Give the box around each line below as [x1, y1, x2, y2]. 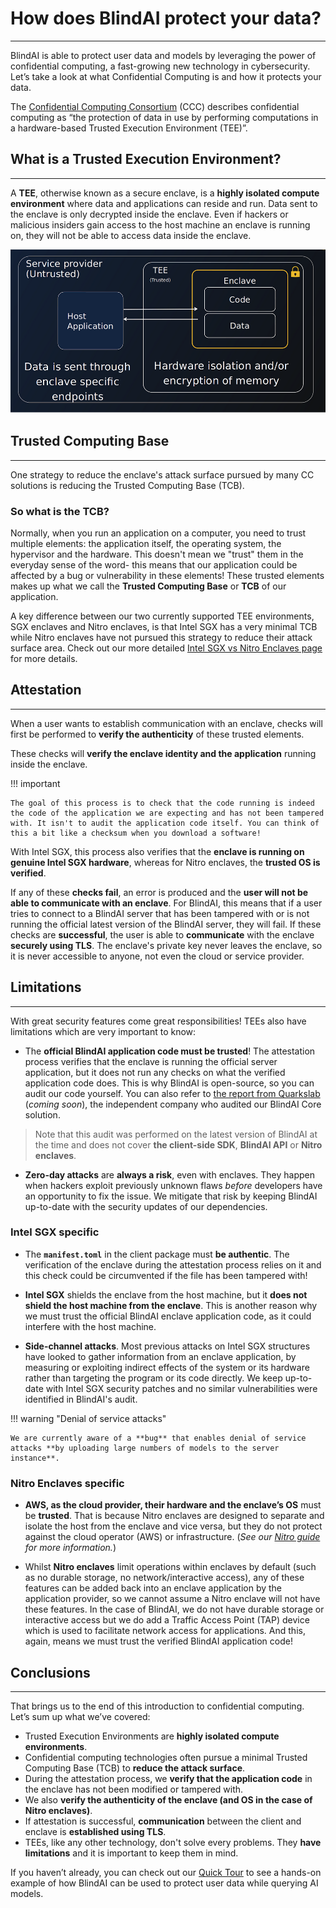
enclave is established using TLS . [24, 1825, 167, 1837]
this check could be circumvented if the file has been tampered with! [24, 1269, 308, 1281]
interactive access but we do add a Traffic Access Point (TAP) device [24, 1614, 310, 1626]
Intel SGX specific [10, 1225, 100, 1239]
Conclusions [10, 1664, 91, 1681]
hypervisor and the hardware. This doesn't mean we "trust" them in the [10, 548, 304, 560]
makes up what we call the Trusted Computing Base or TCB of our [10, 580, 287, 592]
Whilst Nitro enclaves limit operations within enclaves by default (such [24, 1561, 317, 1573]
